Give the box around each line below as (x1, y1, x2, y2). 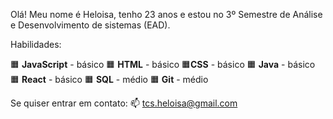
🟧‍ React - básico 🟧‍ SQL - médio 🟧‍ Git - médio (10, 74, 209, 85)
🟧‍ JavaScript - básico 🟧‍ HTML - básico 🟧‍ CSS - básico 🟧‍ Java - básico (10, 59, 316, 70)
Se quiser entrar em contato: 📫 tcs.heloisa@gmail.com (10, 97, 238, 109)
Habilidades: (10, 39, 62, 50)
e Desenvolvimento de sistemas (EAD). (10, 19, 171, 31)
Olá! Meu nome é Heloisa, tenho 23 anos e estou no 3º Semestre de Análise (10, 9, 323, 20)
